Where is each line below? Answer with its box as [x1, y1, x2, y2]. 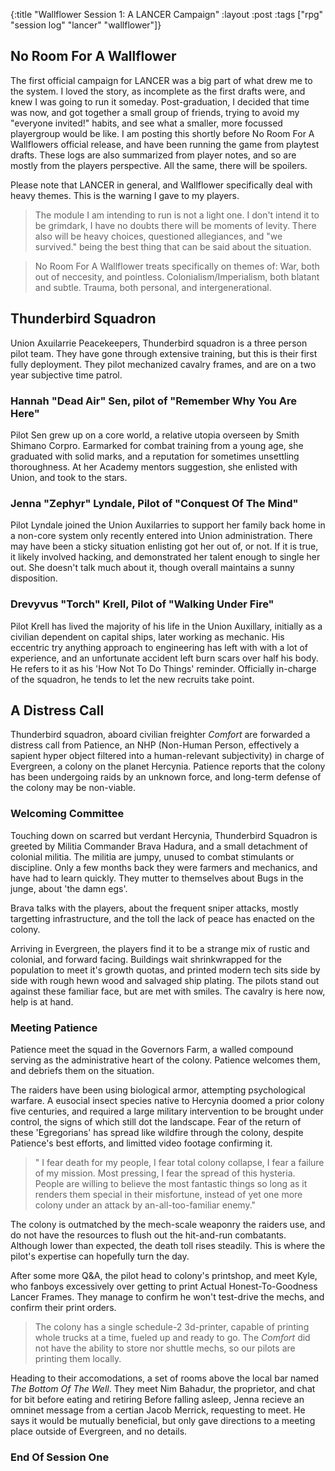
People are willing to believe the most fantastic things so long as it [34, 1177, 308, 1189]
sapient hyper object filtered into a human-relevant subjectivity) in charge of [10, 750, 325, 762]
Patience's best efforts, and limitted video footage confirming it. [10, 1137, 273, 1149]
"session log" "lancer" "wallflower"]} [10, 19, 162, 31]
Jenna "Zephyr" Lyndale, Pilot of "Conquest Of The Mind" [10, 496, 299, 510]
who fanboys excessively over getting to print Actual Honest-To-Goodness [10, 1280, 318, 1292]
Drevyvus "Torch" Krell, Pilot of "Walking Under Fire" [10, 597, 275, 611]
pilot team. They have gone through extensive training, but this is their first [10, 347, 318, 359]
